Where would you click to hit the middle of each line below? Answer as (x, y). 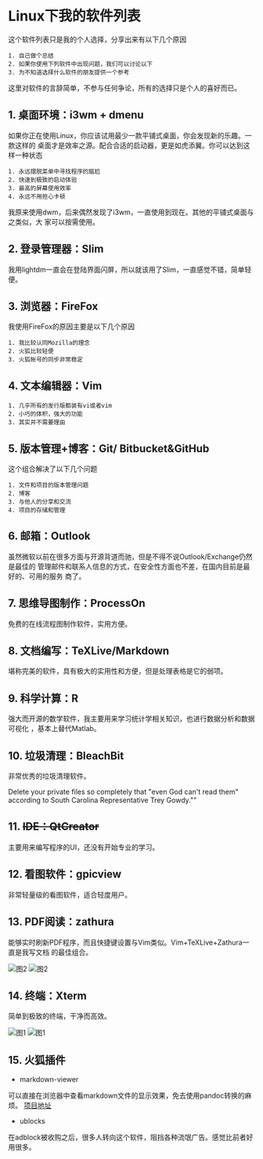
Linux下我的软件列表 (74, 16)
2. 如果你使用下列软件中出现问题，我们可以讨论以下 (80, 64)
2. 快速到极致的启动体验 (43, 180)
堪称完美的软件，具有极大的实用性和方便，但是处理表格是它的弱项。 (118, 671)
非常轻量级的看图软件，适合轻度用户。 (70, 894)
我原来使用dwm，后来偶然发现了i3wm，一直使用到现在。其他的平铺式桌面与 (131, 212)
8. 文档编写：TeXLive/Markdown (89, 651)
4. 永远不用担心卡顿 (37, 196)
